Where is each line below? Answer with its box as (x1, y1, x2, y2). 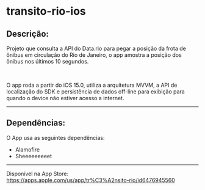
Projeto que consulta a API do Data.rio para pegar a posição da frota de (6, 45, 186, 52)
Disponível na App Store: (6, 170, 69, 177)
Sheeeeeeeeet (15, 152, 52, 159)
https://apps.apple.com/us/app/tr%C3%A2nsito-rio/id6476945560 (6, 176, 175, 184)
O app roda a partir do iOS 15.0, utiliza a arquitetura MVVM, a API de (6, 81, 178, 89)
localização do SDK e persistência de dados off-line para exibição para (6, 88, 185, 95)
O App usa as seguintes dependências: (6, 134, 105, 141)
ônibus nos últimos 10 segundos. (6, 58, 89, 65)
